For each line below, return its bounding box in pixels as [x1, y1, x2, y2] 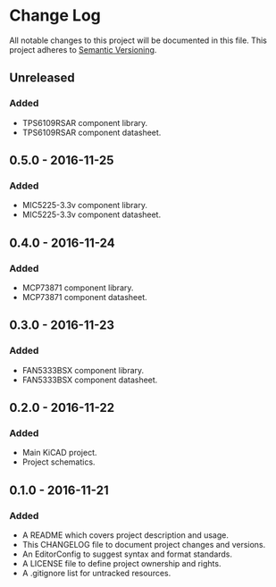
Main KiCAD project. [21, 448, 97, 458]
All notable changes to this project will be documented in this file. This [9, 35, 268, 46]
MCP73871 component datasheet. [21, 292, 147, 302]
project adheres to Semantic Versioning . [9, 44, 157, 55]
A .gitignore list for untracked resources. [21, 568, 171, 579]
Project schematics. [21, 457, 96, 467]
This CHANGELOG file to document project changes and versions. [21, 540, 266, 550]
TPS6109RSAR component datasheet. [21, 127, 162, 138]
